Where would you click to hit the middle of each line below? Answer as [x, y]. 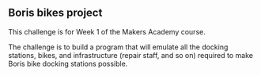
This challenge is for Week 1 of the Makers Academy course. [107, 31]
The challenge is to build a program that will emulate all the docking [118, 47]
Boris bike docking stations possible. [68, 63]
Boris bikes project [55, 13]
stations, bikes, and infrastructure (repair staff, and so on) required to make [130, 55]
